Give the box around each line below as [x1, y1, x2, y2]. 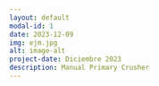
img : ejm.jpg [9, 38, 58, 47]
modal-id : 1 [9, 21, 54, 30]
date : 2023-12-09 [9, 30, 74, 39]
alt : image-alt [9, 47, 66, 56]
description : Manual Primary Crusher [9, 64, 150, 73]
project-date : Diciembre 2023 [9, 55, 122, 64]
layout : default [9, 13, 70, 22]
